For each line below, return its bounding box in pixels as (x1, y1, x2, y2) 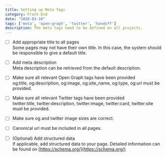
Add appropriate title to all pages (12, 39, 79, 45)
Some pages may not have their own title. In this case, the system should (12, 45, 162, 51)
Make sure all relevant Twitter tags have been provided (12, 95, 125, 101)
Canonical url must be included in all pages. (12, 125, 102, 131)
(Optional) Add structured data (12, 135, 75, 141)
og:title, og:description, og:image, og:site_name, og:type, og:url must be (12, 80, 160, 86)
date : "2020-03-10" (5, 16, 46, 21)
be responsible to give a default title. (12, 50, 87, 56)
